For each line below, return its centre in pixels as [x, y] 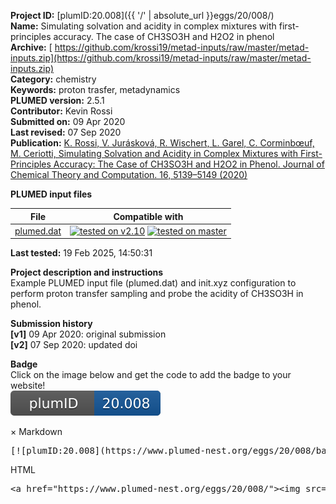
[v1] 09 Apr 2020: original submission [88, 334]
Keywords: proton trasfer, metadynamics [95, 89]
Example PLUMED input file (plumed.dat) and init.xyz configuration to [153, 283]
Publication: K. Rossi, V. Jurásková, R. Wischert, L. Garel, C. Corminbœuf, [162, 143]
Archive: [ [31, 47]
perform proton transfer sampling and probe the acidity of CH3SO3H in [157, 294]
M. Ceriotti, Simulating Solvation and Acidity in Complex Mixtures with [154, 153]
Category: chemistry [53, 79]
